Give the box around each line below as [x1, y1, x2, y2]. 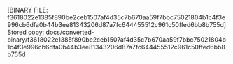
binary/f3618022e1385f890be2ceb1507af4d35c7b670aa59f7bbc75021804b [7, 35, 226, 44]
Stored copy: [7, 28, 45, 36]
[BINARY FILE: [7, 6, 48, 14]
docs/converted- [45, 28, 94, 36]
